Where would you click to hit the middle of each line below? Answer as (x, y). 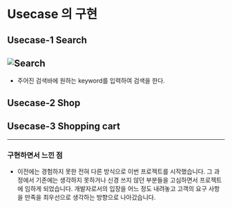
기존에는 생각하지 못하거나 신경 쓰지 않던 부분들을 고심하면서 (117, 180)
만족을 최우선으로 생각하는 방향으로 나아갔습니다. (90, 197)
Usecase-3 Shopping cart (64, 126)
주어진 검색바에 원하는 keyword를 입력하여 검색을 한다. (91, 81)
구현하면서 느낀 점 (35, 155)
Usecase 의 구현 (52, 14)
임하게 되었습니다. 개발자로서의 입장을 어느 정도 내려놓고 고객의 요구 (116, 188)
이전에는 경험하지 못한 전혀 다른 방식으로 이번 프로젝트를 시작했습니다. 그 (115, 171)
